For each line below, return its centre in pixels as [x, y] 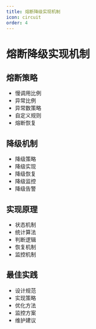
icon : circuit [24, 17]
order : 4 [17, 23]
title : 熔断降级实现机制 [33, 12]
